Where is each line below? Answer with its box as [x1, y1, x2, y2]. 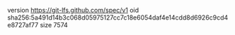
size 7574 [40, 21, 69, 29]
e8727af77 [7, 21, 39, 29]
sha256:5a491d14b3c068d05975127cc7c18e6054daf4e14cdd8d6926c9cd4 [7, 13, 229, 22]
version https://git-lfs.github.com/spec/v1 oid [7, 6, 139, 14]
